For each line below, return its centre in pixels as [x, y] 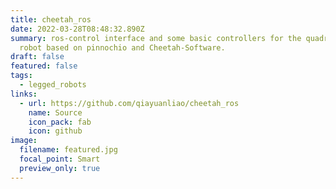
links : [24, 94]
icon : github [55, 131]
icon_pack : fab [60, 122]
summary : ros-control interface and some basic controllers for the [156, 38]
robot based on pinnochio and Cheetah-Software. [122, 47]
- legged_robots [53, 85]
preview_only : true [60, 168]
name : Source [55, 112]
